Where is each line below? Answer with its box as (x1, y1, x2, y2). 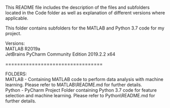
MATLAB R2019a (5, 46, 41, 51)
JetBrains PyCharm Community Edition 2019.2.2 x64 (5, 51, 116, 57)
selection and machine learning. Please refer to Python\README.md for (5, 93, 155, 98)
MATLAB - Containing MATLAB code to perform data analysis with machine (5, 76, 164, 82)
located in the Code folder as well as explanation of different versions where (5, 10, 165, 16)
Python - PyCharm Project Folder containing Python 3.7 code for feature (5, 87, 157, 93)
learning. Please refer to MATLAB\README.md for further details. (5, 82, 143, 88)
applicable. (5, 15, 29, 21)
